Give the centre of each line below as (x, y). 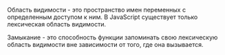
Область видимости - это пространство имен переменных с (97, 10)
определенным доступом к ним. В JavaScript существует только (103, 17)
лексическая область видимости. (57, 24)
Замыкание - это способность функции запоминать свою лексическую (112, 37)
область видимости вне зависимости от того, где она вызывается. (105, 44)
